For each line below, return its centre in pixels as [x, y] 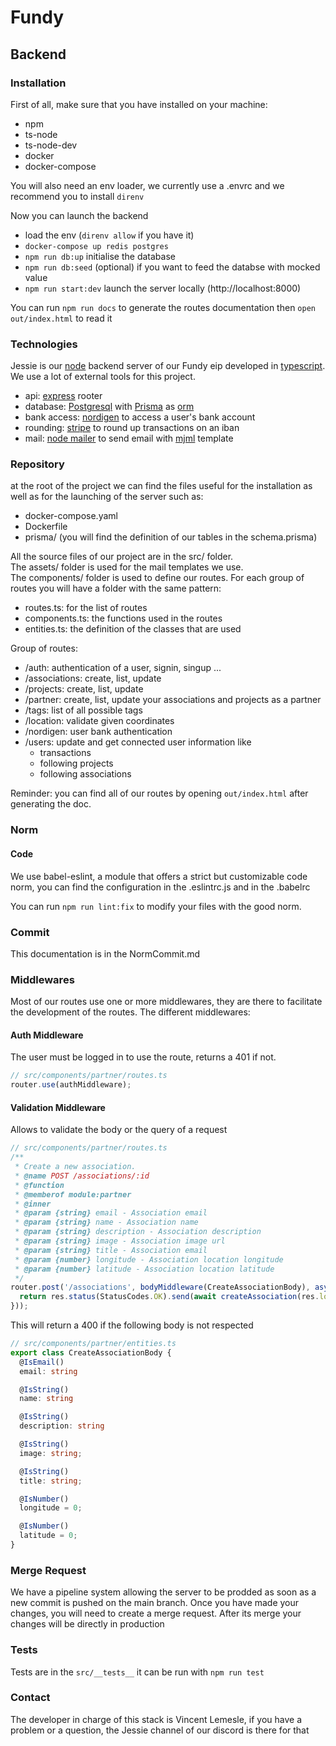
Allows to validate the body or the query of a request [119, 1130]
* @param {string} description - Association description [138, 1232]
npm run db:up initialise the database [100, 256]
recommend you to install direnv [77, 196]
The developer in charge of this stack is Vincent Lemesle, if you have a [156, 1719]
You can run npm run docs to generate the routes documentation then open [163, 307]
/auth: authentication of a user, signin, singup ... [123, 668]
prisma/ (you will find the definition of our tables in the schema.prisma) [171, 537]
